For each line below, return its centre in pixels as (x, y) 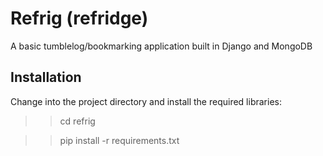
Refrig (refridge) (79, 18)
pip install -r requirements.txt (119, 140)
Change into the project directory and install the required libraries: (146, 101)
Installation (46, 77)
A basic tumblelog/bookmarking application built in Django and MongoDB (161, 46)
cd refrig (77, 121)
